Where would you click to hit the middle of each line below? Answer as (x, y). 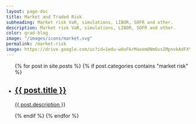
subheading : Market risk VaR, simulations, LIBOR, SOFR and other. (90, 22)
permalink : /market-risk (36, 44)
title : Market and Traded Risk (44, 17)
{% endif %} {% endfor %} (47, 116)
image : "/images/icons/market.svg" (49, 38)
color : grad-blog (27, 33)
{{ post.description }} (40, 104)
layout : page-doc (27, 11)
